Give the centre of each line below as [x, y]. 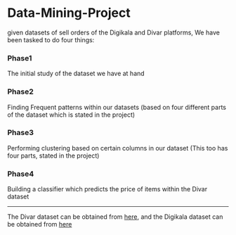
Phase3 [20, 133]
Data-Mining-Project [69, 13]
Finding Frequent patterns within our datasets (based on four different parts [117, 107]
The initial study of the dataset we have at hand [76, 74]
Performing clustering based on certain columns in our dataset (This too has [118, 148]
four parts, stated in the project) [53, 155]
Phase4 [21, 174]
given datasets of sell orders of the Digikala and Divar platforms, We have [113, 32]
